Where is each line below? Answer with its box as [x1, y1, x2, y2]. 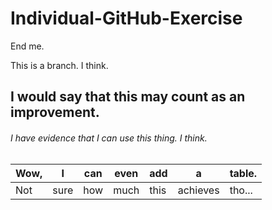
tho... [229, 183, 253, 197]
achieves [177, 183, 220, 197]
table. [229, 166, 258, 180]
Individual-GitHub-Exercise [10, 7, 243, 30]
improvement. [10, 104, 100, 121]
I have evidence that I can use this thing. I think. [10, 132, 208, 144]
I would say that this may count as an [10, 88, 246, 106]
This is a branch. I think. [10, 59, 109, 71]
